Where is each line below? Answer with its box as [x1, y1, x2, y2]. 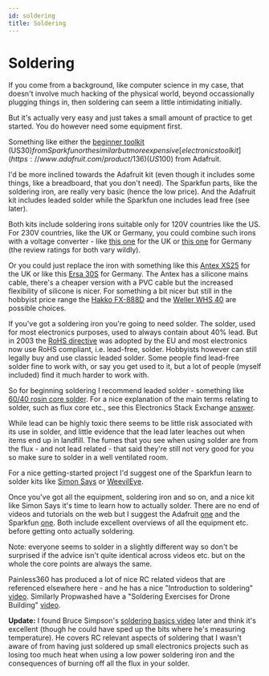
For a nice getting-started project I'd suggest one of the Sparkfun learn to [8, 468, 252, 478]
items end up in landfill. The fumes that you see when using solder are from [8, 436, 259, 445]
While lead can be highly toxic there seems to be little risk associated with [8, 419, 253, 428]
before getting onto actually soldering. [8, 526, 135, 536]
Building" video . [8, 600, 61, 610]
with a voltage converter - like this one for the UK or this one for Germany [8, 236, 252, 246]
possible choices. [8, 303, 67, 313]
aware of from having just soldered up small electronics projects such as [8, 641, 249, 651]
